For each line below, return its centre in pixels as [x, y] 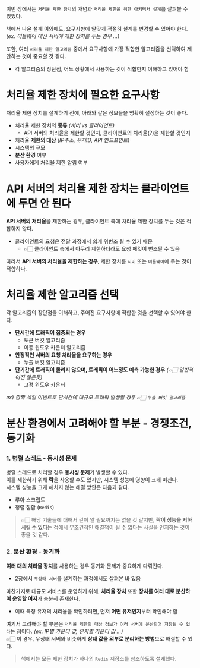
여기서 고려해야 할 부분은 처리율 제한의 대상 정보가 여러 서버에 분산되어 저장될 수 [95, 623]
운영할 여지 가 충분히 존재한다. [46, 598]
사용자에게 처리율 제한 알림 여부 [51, 162]
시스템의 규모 [30, 147]
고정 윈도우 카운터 [44, 385]
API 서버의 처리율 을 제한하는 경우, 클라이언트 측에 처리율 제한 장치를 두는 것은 [96, 221]
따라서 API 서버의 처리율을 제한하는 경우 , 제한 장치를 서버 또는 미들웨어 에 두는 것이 [99, 261]
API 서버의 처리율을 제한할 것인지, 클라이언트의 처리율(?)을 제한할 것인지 [107, 133]
